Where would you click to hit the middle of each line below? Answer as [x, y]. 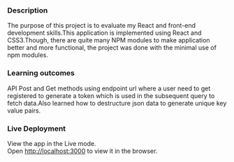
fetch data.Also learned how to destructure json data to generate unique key [117, 103]
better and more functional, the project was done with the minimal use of [112, 48]
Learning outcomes [41, 73]
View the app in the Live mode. [52, 143]
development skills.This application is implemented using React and [104, 33]
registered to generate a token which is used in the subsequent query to [111, 95]
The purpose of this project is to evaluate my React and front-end [102, 26]
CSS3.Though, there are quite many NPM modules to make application [109, 40]
